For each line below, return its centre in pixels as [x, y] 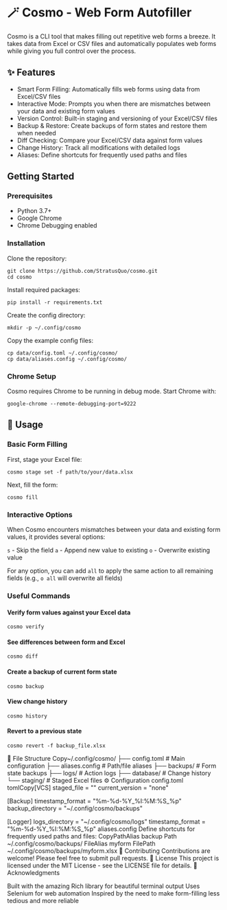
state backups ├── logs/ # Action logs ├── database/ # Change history [109, 773]
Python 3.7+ [34, 211]
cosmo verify [26, 627]
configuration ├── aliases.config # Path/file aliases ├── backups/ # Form [112, 766]
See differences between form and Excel [66, 642]
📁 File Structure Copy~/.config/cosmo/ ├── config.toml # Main [96, 758]
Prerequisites [30, 196]
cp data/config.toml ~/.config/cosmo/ [62, 353]
